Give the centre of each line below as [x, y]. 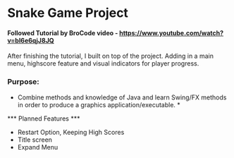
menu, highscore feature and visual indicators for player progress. [103, 63]
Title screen [35, 140]
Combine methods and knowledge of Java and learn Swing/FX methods [122, 97]
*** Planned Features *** [44, 119]
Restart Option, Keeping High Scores [71, 132]
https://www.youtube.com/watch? [172, 32]
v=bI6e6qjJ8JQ [31, 40]
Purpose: [24, 82]
